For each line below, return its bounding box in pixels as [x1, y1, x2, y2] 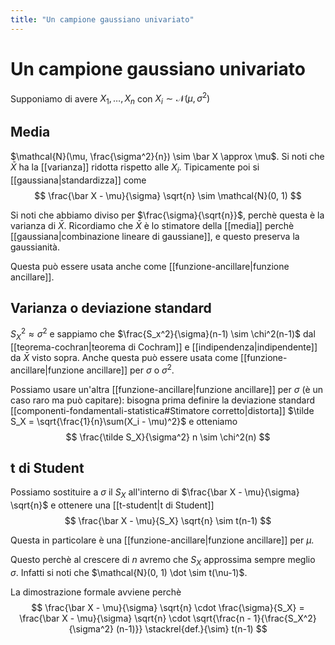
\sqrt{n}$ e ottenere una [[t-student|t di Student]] [10, 499, 215, 511]
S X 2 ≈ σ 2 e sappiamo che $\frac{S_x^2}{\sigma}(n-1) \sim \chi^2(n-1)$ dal [10, 326, 316, 342]
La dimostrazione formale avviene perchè [10, 586, 182, 598]
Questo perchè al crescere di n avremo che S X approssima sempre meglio [10, 554, 316, 568]
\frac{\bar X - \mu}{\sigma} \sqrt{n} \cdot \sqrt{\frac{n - [19, 612, 252, 624]
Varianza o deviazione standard [10, 300, 212, 317]
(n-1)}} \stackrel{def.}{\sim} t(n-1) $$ [115, 622, 268, 635]
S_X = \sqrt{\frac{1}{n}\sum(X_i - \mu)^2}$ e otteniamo [10, 415, 238, 427]
